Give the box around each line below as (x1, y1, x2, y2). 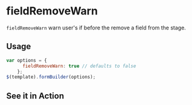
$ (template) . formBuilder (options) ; (6, 74, 96, 80)
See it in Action (6, 91, 65, 101)
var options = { (6, 57, 47, 64)
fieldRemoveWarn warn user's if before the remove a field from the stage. (6, 24, 186, 31)
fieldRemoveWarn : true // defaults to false (22, 63, 136, 69)
